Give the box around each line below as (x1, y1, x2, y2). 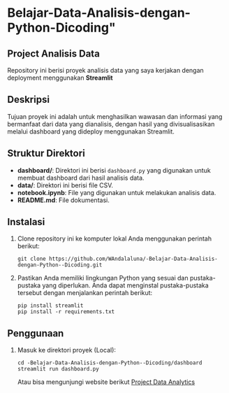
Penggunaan (7, 327, 64, 339)
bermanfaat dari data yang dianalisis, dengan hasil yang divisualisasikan (7, 120, 215, 128)
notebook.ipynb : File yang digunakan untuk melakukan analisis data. (17, 188, 216, 196)
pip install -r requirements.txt (17, 308, 115, 315)
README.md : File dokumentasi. (17, 196, 110, 204)
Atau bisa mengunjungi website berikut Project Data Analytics (17, 378, 195, 386)
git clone (17, 255, 47, 263)
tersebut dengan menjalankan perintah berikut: (17, 289, 153, 297)
